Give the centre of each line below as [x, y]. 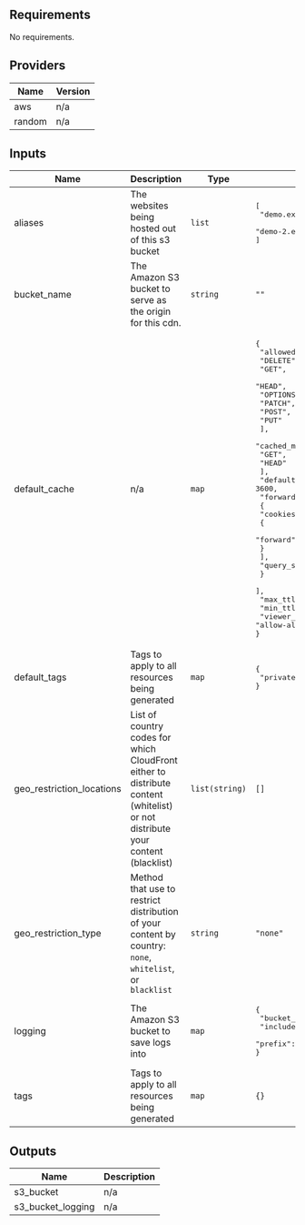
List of [143, 715]
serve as [148, 300]
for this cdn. [156, 323]
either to [148, 772]
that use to [153, 889]
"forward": [278, 540]
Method [147, 877]
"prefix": [275, 1044]
